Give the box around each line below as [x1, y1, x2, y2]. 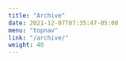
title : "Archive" [8, 11, 66, 20]
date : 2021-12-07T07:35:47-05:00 [8, 19, 119, 27]
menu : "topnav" [8, 26, 59, 34]
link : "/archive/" [8, 33, 69, 42]
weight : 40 [8, 41, 44, 49]
